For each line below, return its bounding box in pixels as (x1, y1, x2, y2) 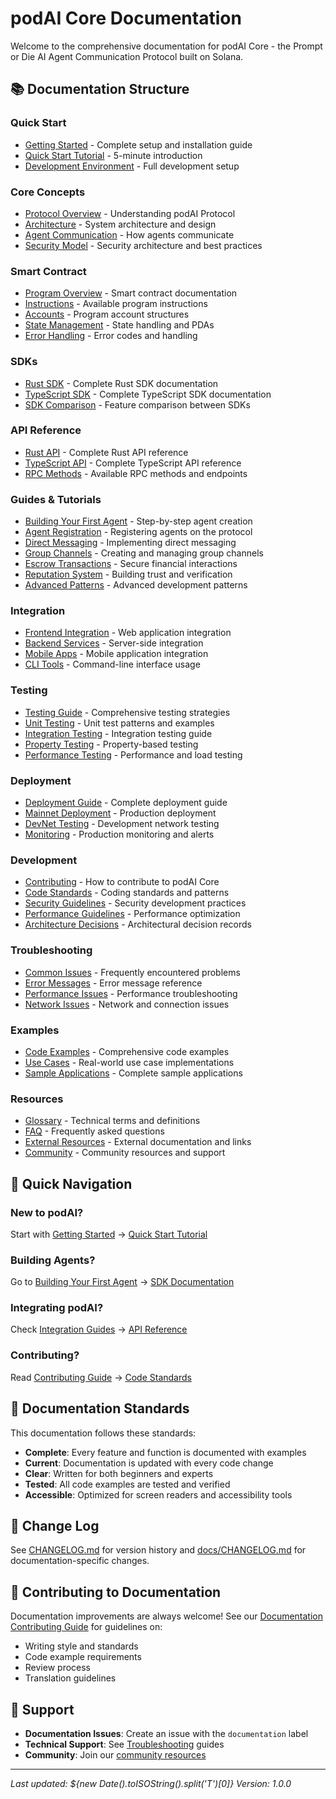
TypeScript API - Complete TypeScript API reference (24, 457, 242, 469)
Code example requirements (24, 1651, 142, 1663)
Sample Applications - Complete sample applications (24, 1067, 243, 1079)
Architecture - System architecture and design (24, 218, 217, 230)
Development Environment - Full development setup (24, 160, 240, 172)
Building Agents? (10, 1253, 96, 1267)
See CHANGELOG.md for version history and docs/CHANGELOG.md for (10, 1544, 307, 1556)
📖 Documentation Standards (10, 1400, 190, 1417)
